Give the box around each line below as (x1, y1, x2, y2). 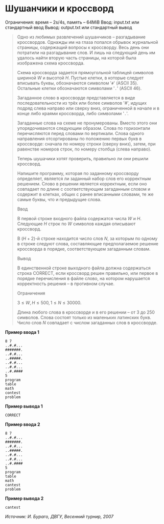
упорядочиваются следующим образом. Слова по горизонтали (17, 125, 150, 131)
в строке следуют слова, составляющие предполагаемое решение (17, 240, 159, 246)
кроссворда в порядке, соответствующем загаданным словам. (17, 246, 151, 252)
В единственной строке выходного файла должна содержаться (17, 265, 151, 271)
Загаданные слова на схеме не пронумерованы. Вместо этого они (17, 120, 157, 126)
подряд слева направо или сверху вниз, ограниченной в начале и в (17, 105, 160, 111)
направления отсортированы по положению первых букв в (17, 136, 142, 142)
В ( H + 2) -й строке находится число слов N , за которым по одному (17, 235, 158, 241)
